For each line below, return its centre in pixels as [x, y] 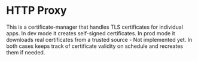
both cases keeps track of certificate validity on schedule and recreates [95, 46]
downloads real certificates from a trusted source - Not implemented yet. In [99, 39]
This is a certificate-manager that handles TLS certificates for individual [95, 27]
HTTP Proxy [36, 10]
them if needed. [26, 52]
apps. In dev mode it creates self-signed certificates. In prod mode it [91, 33]
